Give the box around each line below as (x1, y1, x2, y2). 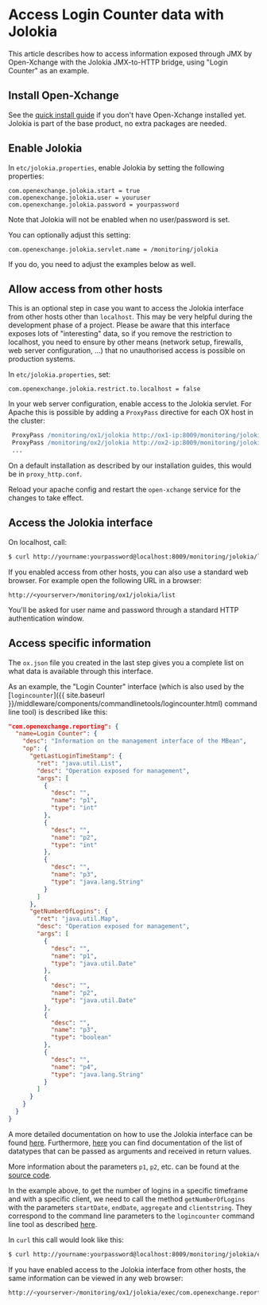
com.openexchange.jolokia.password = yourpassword (8, 201, 180, 209)
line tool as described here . (8, 1219, 98, 1229)
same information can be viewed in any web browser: (8, 1273, 184, 1283)
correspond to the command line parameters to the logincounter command (8, 1211, 255, 1221)
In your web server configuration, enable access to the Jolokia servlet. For (8, 399, 252, 409)
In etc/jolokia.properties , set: (8, 370, 111, 379)
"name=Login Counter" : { (15, 730, 98, 738)
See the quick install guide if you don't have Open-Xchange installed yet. (8, 110, 246, 120)
